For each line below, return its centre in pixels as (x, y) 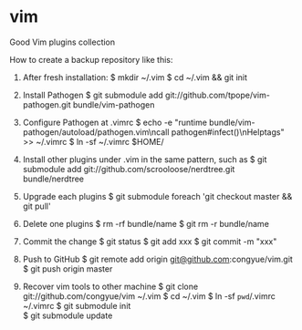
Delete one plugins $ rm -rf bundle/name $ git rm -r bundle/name (146, 223)
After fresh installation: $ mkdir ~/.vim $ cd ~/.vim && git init (135, 77)
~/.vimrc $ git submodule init (77, 305)
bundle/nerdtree (53, 179)
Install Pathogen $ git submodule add (93, 95)
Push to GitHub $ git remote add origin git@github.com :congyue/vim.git (158, 259)
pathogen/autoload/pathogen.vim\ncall (96, 132)
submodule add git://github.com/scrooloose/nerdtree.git (129, 169)
